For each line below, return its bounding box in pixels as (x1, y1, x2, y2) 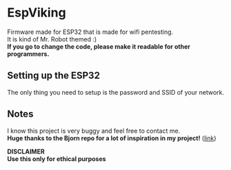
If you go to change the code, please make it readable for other (7, 42, 191, 50)
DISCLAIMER (7, 147, 45, 155)
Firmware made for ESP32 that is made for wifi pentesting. (7, 28, 174, 36)
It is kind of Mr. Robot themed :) (7, 35, 97, 43)
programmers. (7, 50, 50, 58)
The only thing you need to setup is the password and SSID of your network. (7, 88, 224, 96)
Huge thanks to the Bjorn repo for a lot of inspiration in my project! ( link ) (7, 133, 217, 142)
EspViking (7, 5, 67, 21)
